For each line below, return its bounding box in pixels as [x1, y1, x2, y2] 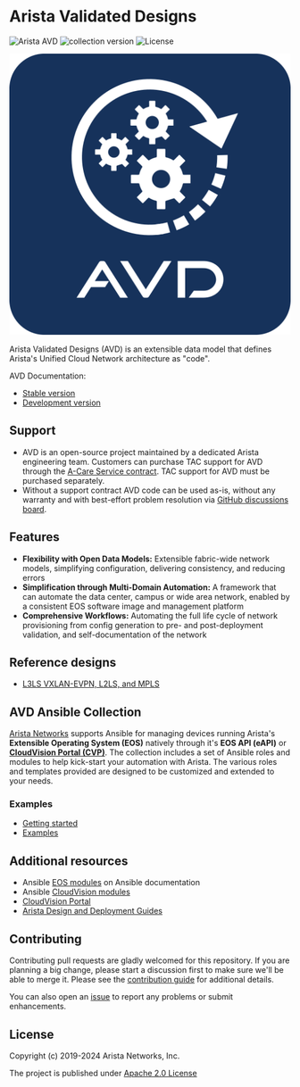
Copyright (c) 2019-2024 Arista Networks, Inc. [9, 1050, 180, 1061]
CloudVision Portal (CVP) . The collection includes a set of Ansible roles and [9, 747, 291, 758]
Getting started [21, 818, 79, 829]
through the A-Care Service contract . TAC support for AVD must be [21, 466, 271, 477]
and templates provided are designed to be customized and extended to [9, 766, 275, 777]
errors [21, 572, 46, 583]
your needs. [9, 776, 54, 786]
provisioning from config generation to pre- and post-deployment [21, 619, 263, 630]
